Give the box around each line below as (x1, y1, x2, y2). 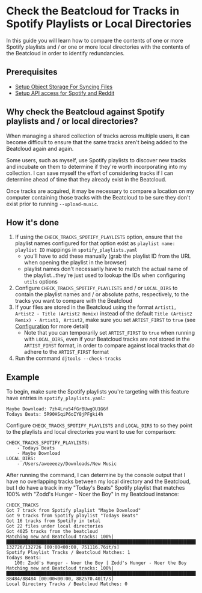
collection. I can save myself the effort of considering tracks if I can (6, 169, 173, 177)
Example (6, 372, 40, 382)
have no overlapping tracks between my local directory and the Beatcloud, (6, 478, 191, 485)
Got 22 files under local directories (6, 523, 103, 529)
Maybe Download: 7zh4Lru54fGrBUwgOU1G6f (6, 406, 109, 412)
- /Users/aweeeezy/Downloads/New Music (17, 461, 117, 467)
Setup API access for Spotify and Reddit (14, 89, 115, 97)
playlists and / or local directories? (6, 116, 138, 127)
